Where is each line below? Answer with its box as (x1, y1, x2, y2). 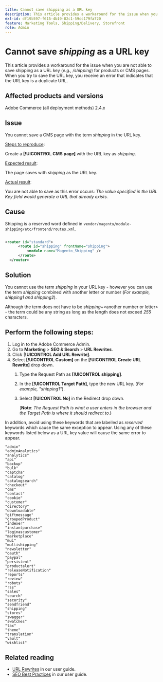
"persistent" (5, 559, 32, 564)
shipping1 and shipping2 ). (5, 294, 57, 300)
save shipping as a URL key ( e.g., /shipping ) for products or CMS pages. (5, 68, 150, 74)
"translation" (5, 631, 34, 637)
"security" (5, 597, 27, 603)
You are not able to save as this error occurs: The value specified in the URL (5, 188, 158, 194)
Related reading (5, 653, 54, 662)
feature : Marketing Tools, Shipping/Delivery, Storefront (5, 20, 125, 26)
